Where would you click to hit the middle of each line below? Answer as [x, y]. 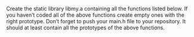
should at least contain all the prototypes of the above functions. [86, 27]
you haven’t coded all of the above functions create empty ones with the [96, 15]
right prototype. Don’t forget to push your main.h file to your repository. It [96, 21]
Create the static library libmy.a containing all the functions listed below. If [97, 9]
